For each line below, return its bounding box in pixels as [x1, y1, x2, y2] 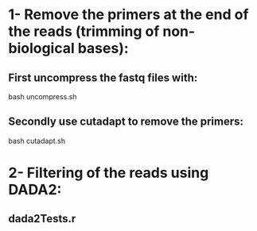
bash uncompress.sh [8, 92, 77, 101]
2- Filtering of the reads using [8, 164, 209, 182]
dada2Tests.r [8, 212, 76, 225]
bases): [77, 40, 129, 57]
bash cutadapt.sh [8, 136, 66, 145]
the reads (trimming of [8, 22, 160, 40]
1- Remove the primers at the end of [8, 6, 249, 24]
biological [8, 40, 76, 57]
